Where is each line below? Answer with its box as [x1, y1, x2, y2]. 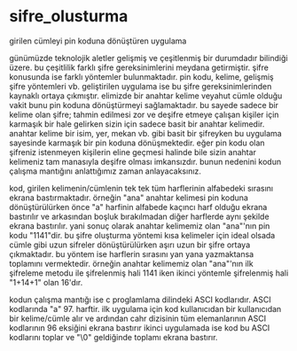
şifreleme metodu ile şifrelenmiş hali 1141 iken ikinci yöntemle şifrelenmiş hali [9, 268, 289, 278]
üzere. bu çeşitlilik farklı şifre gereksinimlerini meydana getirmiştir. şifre [9, 62, 269, 73]
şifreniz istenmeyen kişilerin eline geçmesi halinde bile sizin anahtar [9, 146, 257, 157]
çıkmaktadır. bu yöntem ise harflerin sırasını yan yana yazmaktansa [9, 248, 254, 259]
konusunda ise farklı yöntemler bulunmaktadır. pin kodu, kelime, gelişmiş [9, 71, 274, 82]
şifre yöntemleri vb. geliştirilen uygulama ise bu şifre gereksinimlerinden [9, 81, 272, 91]
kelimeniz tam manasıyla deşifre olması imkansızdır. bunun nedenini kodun [9, 156, 282, 167]
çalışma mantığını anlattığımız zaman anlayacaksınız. [9, 166, 202, 176]
